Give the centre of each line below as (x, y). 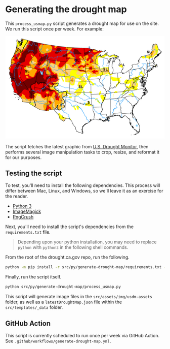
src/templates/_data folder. (34, 307)
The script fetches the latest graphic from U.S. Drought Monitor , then (77, 146)
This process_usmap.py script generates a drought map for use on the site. (82, 23)
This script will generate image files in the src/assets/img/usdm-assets (79, 297)
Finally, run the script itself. (33, 277)
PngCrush (23, 217)
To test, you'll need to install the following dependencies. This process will (83, 185)
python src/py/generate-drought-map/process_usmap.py (63, 287)
